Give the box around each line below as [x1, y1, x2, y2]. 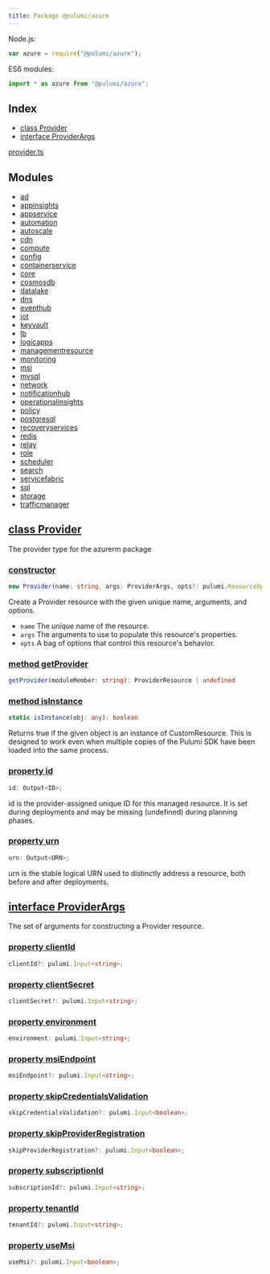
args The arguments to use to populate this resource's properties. [19, 629, 239, 639]
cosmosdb [19, 277, 55, 286]
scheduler [19, 457, 54, 466]
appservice [19, 209, 58, 218]
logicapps [19, 337, 54, 347]
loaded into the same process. [8, 746, 109, 755]
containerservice [19, 261, 76, 269]
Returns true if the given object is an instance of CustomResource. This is [8, 729, 252, 738]
